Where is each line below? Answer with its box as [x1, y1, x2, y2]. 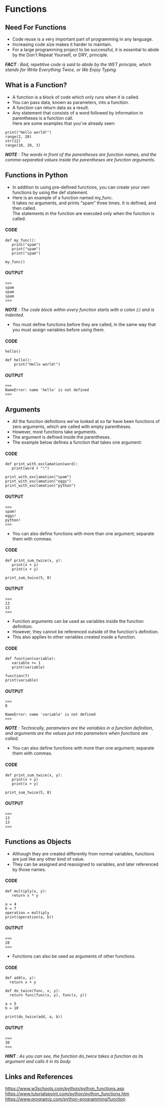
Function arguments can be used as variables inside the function [12, 618, 144, 624]
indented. [5, 312, 25, 318]
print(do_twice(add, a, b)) [5, 1014, 63, 1020]
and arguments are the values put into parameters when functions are [5, 730, 148, 736]
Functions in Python [5, 171, 68, 180]
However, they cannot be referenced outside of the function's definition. [12, 629, 159, 635]
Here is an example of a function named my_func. [12, 194, 113, 200]
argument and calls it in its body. [5, 1058, 72, 1064]
